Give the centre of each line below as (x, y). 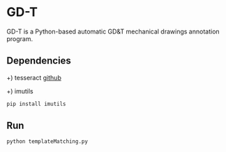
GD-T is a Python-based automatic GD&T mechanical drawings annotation (113, 31)
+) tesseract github (34, 77)
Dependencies (39, 61)
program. (20, 38)
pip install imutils (37, 104)
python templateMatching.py (47, 142)
